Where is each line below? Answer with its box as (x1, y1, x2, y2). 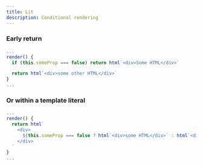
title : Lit (6, 8, 34, 15)
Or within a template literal (6, 96, 86, 104)
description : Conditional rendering (6, 15, 98, 21)
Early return (6, 35, 42, 43)
